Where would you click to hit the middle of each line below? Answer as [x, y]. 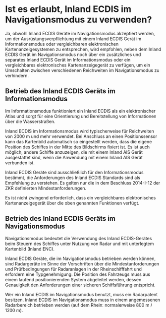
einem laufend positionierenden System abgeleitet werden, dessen [73, 279]
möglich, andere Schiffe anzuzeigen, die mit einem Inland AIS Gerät [74, 152]
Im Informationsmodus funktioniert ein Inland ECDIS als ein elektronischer [81, 111]
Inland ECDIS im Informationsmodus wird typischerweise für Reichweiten [80, 131]
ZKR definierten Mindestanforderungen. [46, 188]
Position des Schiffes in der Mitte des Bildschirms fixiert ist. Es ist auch [78, 147]
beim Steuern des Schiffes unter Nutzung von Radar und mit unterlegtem [80, 244]
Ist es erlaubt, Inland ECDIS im [68, 9]
